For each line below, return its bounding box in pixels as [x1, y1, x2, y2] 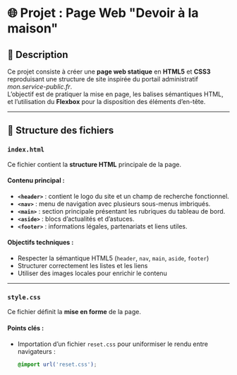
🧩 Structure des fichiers [7, 125, 114, 137]
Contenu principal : [7, 176, 65, 185]
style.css [7, 294, 41, 301]
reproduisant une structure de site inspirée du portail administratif [7, 75, 199, 83]
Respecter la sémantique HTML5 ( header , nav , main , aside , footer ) [17, 254, 209, 262]
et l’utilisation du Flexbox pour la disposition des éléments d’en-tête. [7, 98, 206, 105]
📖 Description [7, 48, 68, 61]
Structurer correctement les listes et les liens [17, 262, 148, 270]
